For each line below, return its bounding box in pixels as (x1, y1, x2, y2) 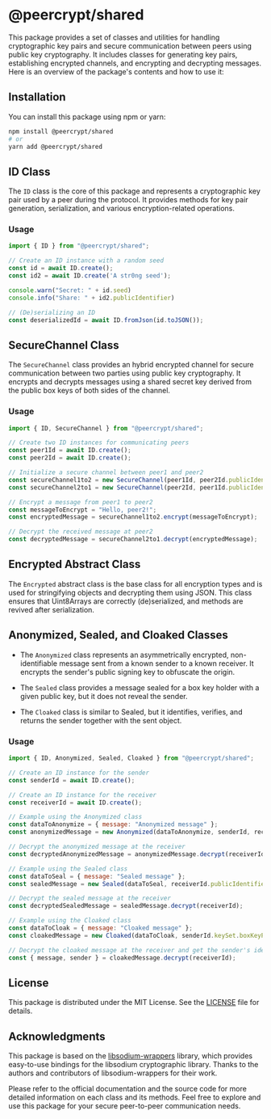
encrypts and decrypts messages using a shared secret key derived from (8, 377, 252, 387)
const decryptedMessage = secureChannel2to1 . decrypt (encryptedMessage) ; (8, 536, 258, 544)
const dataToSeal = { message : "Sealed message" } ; (8, 872, 186, 880)
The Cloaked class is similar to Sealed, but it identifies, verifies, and (19, 706, 243, 717)
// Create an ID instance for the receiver (8, 791, 157, 799)
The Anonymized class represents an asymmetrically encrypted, (19, 650, 229, 659)
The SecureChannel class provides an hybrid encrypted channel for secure (8, 360, 254, 370)
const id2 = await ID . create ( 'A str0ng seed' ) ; (8, 272, 172, 280)
